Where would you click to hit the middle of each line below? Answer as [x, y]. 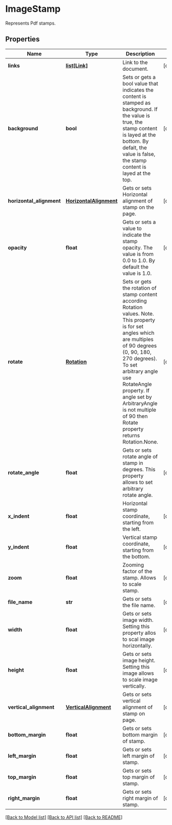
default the [136, 267]
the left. [132, 529]
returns [131, 435]
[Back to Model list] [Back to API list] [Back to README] [64, 817]
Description [140, 53]
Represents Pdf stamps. [31, 23]
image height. [139, 660]
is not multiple [139, 410]
